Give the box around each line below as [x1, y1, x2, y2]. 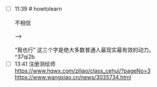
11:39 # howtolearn [14, 5, 62, 12]
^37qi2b [14, 53, 35, 60]
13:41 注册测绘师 [14, 60, 56, 68]
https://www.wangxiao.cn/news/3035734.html [14, 74, 131, 81]
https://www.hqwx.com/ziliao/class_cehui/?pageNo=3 [14, 67, 151, 75]
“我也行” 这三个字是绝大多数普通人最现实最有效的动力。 [14, 46, 155, 54]
